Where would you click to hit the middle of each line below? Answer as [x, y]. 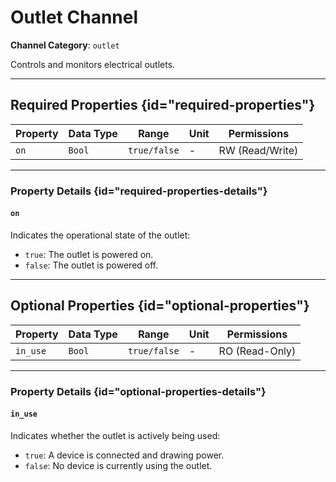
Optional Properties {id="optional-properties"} [160, 306]
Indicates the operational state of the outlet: [100, 235]
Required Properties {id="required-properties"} [163, 105]
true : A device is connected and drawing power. [124, 455]
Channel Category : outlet [65, 45]
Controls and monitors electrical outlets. [93, 64]
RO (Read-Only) [257, 351]
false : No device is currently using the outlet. [118, 465]
